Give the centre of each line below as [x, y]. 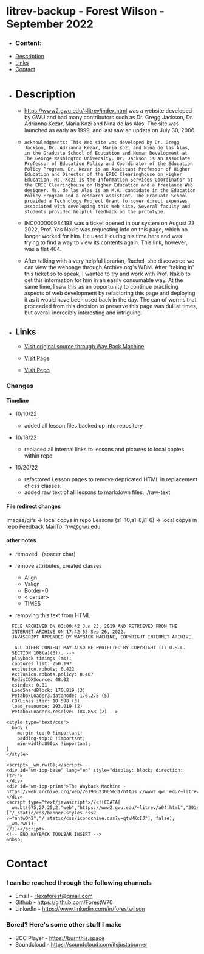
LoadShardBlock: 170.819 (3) [49, 690]
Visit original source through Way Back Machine [84, 347]
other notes [21, 540]
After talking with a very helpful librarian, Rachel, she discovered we [109, 261]
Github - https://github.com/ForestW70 [64, 902]
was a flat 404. [43, 249]
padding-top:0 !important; [51, 738]
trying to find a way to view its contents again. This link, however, [106, 242]
